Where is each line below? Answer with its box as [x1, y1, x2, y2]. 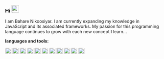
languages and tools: [5, 38, 49, 44]
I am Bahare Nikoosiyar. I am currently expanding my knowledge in [5, 19, 140, 24]
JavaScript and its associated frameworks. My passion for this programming [5, 23, 159, 29]
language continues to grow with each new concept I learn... [5, 29, 127, 35]
